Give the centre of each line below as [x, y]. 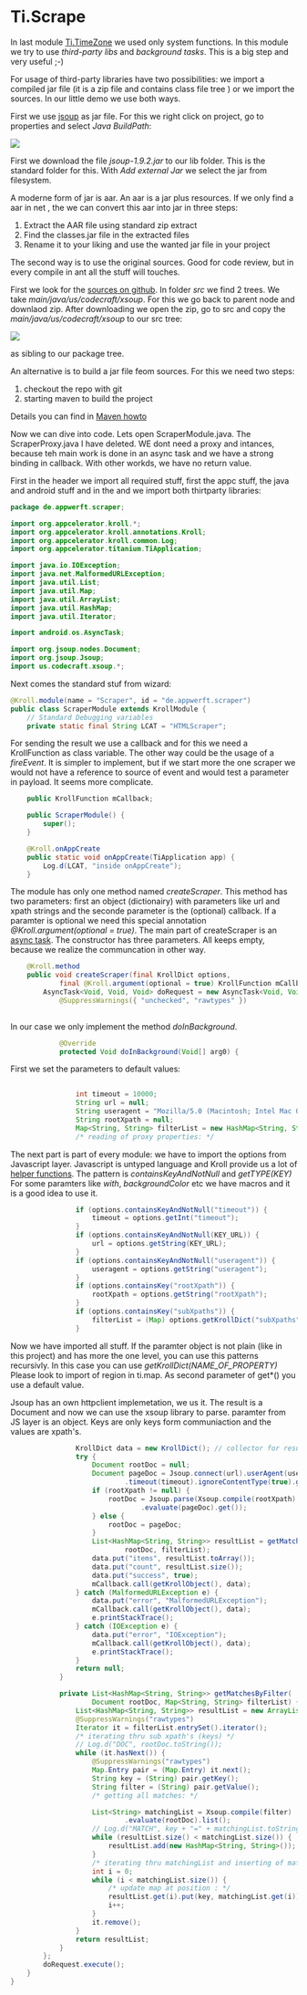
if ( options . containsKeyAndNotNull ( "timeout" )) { [171, 1210]
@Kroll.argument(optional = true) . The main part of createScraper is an [143, 930]
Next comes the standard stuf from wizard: [91, 684]
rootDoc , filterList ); [167, 1550]
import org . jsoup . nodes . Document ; [76, 650]
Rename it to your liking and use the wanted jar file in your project [147, 245]
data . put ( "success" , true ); [145, 1575]
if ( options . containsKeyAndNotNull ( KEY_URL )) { [167, 1235]
